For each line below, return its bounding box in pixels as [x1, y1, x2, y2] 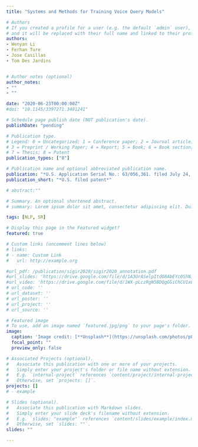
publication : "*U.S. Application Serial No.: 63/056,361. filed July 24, [6, 171, 192, 177]
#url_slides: [6, 274, 38, 280]
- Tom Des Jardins [6, 57, 51, 64]
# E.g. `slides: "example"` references [6, 416, 110, 422]
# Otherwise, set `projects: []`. [6, 378, 96, 384]
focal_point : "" [11, 339, 51, 345]
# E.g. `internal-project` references [6, 372, 107, 378]
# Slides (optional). [6, 399, 60, 405]
